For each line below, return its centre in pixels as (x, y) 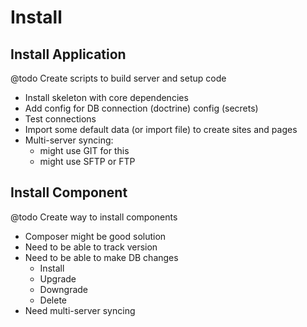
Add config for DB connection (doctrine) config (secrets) (141, 108)
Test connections (60, 119)
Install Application (68, 54)
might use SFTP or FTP (87, 161)
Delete (53, 300)
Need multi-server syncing (80, 310)
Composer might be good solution (95, 236)
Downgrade (64, 289)
